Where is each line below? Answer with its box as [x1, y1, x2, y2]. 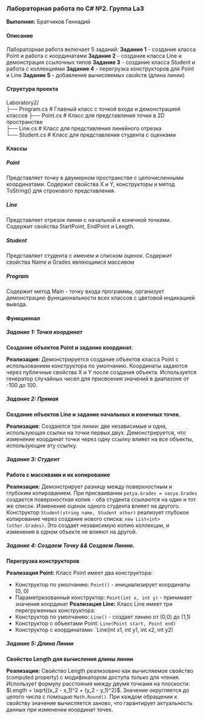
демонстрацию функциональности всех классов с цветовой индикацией [6, 294, 195, 301]
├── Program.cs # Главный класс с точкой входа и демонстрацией [6, 105, 181, 112]
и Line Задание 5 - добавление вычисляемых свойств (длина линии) [6, 71, 185, 78]
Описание [6, 32, 33, 39]
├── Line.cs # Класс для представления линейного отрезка [6, 125, 162, 132]
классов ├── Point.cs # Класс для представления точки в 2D [6, 111, 165, 119]
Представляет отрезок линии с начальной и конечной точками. [6, 216, 171, 224]
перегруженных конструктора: [15, 607, 96, 614]
